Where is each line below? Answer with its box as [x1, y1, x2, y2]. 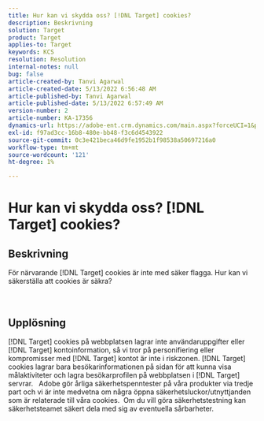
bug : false [8, 70, 44, 78]
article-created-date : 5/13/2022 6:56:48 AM [8, 84, 156, 93]
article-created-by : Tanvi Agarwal [8, 77, 125, 85]
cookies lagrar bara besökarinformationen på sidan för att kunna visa [8, 362, 232, 371]
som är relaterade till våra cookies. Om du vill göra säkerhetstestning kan [8, 395, 246, 404]
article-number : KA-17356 [8, 114, 93, 122]
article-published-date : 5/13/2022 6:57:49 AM [8, 99, 163, 107]
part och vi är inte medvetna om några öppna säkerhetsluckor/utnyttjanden [8, 387, 251, 397]
